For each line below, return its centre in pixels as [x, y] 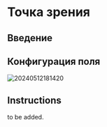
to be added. [26, 117]
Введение [30, 38]
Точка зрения [49, 12]
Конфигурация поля [54, 61]
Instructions [34, 100]
